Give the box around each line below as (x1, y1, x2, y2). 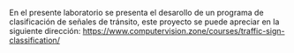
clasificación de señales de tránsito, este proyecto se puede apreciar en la (9, 17, 280, 27)
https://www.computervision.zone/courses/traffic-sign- (82, 26, 285, 36)
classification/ (9, 35, 60, 45)
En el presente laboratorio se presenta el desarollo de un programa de (9, 8, 264, 17)
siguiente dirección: (9, 26, 81, 36)
